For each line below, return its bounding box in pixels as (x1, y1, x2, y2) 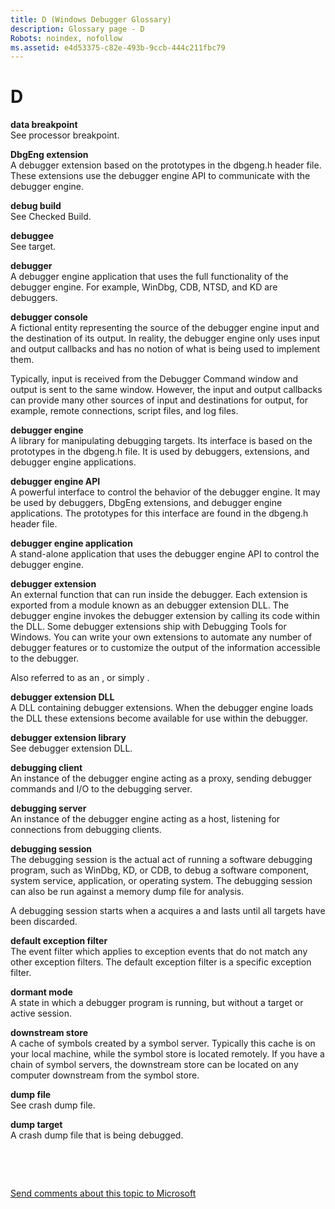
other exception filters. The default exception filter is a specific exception (10, 956, 312, 968)
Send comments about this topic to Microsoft (10, 1187, 197, 1200)
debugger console (10, 311, 88, 323)
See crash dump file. (10, 1099, 96, 1111)
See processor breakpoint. (10, 129, 120, 141)
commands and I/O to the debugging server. (10, 783, 193, 795)
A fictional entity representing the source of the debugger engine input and (10, 322, 320, 334)
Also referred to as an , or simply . (10, 672, 150, 684)
